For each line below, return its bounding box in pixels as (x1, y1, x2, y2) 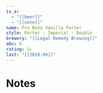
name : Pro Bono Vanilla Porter (6, 24, 82, 31)
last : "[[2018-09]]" (6, 52, 56, 58)
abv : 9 (6, 41, 22, 47)
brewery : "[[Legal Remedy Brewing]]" (6, 35, 98, 41)
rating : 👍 (6, 46, 32, 52)
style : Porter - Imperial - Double (6, 30, 93, 36)
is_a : (6, 8, 19, 15)
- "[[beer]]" (11, 14, 43, 20)
